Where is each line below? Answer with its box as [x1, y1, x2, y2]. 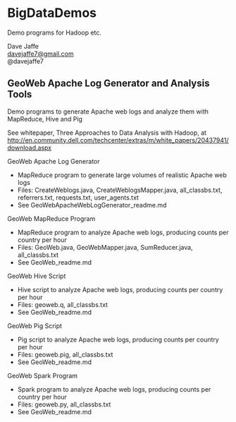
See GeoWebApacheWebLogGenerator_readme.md [17, 200, 167, 209]
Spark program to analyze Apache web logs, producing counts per [17, 385, 211, 393]
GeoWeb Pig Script [7, 321, 62, 330]
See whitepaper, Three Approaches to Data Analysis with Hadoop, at [7, 128, 206, 137]
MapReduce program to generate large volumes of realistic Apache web [17, 171, 228, 179]
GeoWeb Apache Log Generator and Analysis [7, 78, 210, 90]
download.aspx [7, 143, 51, 152]
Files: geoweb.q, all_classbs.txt [17, 300, 108, 308]
